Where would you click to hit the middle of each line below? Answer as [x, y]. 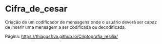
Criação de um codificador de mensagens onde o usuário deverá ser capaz [81, 22]
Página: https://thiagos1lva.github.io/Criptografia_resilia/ [61, 36]
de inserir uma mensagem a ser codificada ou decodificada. [65, 27]
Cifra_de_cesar [36, 9]
